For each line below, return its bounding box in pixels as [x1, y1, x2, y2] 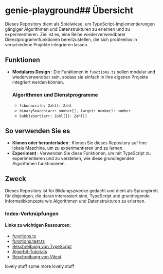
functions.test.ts [12, 238, 45, 244]
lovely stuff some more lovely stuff [5, 263, 74, 269]
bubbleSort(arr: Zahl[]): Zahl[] [19, 114, 88, 119]
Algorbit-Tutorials [12, 249, 47, 254]
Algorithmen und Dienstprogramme [12, 91, 98, 98]
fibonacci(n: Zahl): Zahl [19, 103, 72, 108]
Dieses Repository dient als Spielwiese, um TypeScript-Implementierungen [5, 21, 155, 27]
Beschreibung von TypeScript [12, 243, 72, 249]
